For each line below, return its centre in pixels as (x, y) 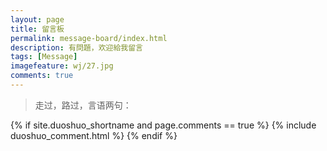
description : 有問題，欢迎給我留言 (76, 47)
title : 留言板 (37, 29)
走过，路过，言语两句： (83, 105)
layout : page (37, 19)
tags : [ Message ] (44, 57)
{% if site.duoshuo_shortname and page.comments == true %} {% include (163, 125)
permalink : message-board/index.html (89, 38)
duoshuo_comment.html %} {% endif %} (94, 135)
